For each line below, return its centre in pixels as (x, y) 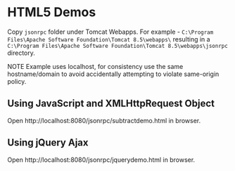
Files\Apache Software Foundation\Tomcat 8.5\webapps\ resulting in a (109, 39)
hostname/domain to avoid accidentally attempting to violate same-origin (113, 74)
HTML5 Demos (52, 12)
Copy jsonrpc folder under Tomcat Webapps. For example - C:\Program (110, 32)
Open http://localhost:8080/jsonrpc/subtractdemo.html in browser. (104, 120)
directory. (21, 53)
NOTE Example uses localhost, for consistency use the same (95, 66)
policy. (17, 81)
